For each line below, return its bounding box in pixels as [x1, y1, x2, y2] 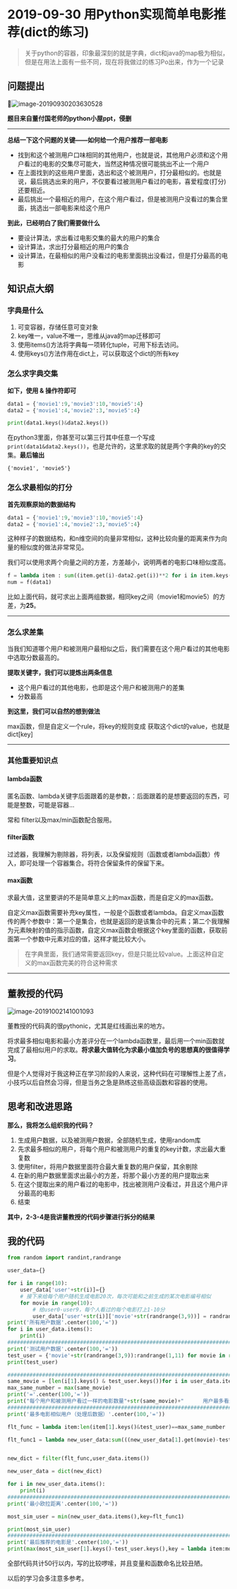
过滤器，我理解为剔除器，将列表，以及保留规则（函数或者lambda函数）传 [7, 850, 221, 858]
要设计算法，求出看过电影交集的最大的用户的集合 [17, 234, 160, 242]
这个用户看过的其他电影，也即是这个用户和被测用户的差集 [17, 683, 185, 692]
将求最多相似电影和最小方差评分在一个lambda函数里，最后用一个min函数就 [7, 1036, 225, 1045]
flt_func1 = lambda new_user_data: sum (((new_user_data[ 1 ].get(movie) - [7, 1436, 219, 1444]
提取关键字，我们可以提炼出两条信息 [7, 668, 113, 677]
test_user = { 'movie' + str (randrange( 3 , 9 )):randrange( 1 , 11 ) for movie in [7, 1352, 226, 1359]
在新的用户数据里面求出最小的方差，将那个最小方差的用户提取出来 [17, 1171, 209, 1180]
